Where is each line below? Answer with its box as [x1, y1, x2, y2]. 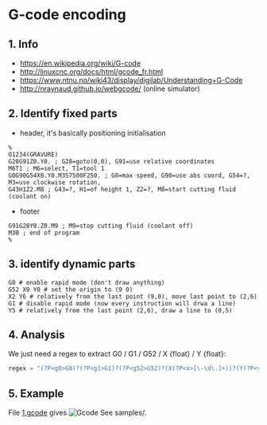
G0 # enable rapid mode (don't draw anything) [8, 278, 165, 286]
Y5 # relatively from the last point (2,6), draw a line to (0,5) [8, 306, 233, 314]
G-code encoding [8, 6, 126, 24]
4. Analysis [8, 329, 65, 342]
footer [19, 206, 41, 216]
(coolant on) [8, 192, 52, 200]
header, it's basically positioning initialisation [19, 128, 166, 137]
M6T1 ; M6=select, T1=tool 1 [8, 164, 105, 172]
